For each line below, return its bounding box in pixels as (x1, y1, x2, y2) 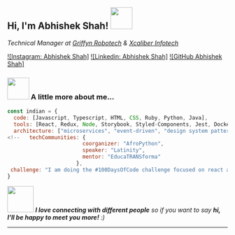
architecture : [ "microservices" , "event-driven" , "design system (13, 127, 208, 134)
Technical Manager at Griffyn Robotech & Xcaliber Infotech (7, 38, 179, 47)
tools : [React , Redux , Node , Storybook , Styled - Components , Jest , (13, 120, 211, 128)
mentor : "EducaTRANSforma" (82, 153, 161, 161)
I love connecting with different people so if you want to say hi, (34, 206, 221, 214)
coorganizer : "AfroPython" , (82, 141, 164, 148)
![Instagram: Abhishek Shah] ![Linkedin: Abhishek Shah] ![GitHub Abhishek (7, 52, 222, 60)
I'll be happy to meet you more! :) (7, 213, 105, 221)
